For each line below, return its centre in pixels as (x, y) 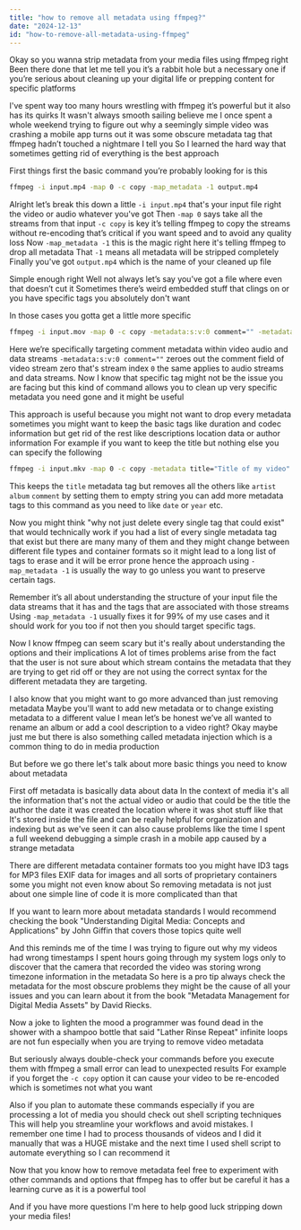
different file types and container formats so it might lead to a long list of (142, 551)
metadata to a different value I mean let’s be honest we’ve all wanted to (141, 718)
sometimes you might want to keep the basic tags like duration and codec (146, 424)
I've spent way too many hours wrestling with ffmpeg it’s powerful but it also (150, 106)
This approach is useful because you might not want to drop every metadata (150, 415)
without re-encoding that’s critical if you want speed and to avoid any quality (150, 233)
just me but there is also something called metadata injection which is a (141, 737)
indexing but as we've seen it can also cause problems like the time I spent (147, 829)
